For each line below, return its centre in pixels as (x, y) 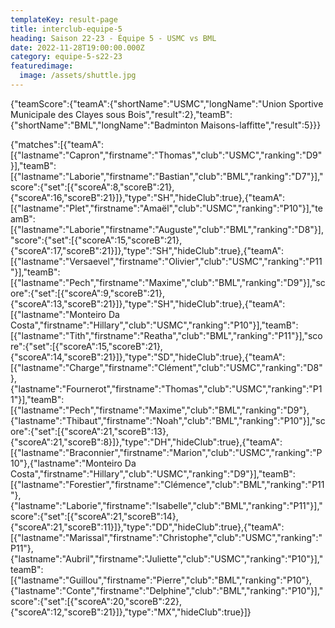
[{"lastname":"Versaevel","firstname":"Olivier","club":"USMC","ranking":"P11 (166, 261)
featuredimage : (42, 66)
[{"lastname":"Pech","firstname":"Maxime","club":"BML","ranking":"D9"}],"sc (168, 282)
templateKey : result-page (64, 19)
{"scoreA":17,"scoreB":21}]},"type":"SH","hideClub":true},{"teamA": (147, 250)
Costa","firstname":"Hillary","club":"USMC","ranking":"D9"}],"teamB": (153, 473)
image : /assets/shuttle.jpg (78, 76)
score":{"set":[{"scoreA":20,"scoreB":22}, (96, 601)
